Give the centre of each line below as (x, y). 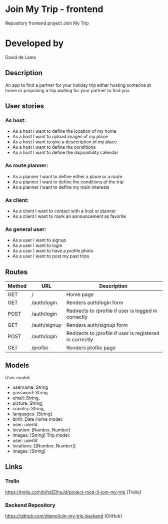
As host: (15, 120)
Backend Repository (30, 505)
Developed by (34, 43)
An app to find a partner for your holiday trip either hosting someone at (78, 85)
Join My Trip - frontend (54, 9)
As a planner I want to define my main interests (61, 187)
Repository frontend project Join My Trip (47, 23)
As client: (17, 200)
